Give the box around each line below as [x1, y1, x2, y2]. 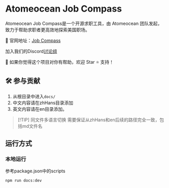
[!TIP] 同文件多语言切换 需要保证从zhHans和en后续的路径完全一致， [17, 117, 160, 123]
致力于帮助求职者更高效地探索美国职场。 [5, 26, 90, 33]
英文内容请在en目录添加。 [12, 106, 67, 112]
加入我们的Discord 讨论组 [5, 48, 57, 54]
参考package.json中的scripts [5, 168, 65, 174]
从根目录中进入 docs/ [12, 93, 56, 99]
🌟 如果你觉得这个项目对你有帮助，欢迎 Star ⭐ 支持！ [5, 59, 114, 65]
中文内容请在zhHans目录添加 [12, 100, 74, 106]
